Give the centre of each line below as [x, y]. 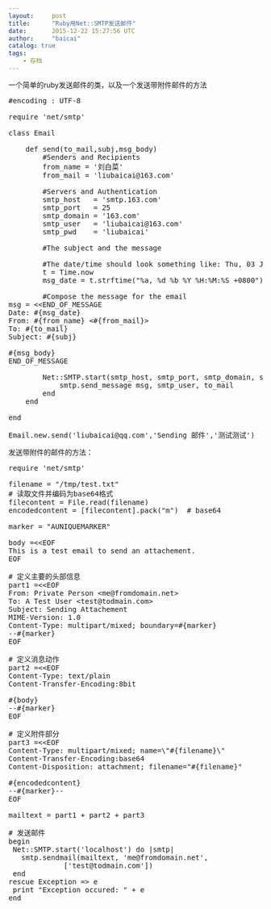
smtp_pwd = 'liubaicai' [96, 232]
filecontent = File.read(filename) [79, 502]
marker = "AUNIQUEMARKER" [60, 526]
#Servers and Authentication [100, 191]
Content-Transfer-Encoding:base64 [77, 758]
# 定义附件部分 [34, 734]
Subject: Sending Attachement [68, 609]
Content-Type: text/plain [60, 676]
